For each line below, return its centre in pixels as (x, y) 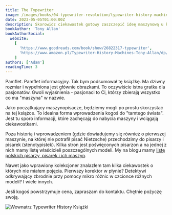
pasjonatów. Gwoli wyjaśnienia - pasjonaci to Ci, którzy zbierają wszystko (83, 92)
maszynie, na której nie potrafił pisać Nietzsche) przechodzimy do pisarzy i (84, 139)
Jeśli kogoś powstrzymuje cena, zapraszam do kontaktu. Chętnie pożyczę (84, 192)
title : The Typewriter (29, 10)
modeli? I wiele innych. (29, 182)
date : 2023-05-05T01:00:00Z (35, 19)
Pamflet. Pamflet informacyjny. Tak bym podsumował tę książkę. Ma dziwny (85, 82)
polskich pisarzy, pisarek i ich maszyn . (46, 156)
